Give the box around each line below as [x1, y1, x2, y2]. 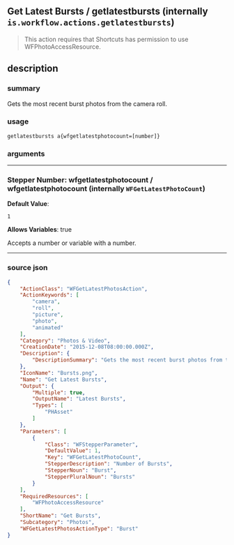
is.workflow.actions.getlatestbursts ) [7, 17, 175, 29]
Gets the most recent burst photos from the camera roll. [7, 99, 168, 107]
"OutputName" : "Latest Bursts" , [32, 396, 127, 403]
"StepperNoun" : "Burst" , [44, 467, 117, 474]
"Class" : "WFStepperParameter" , [44, 441, 139, 448]
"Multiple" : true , [32, 389, 86, 396]
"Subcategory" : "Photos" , [19, 519, 95, 526]
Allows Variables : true [7, 225, 72, 234]
